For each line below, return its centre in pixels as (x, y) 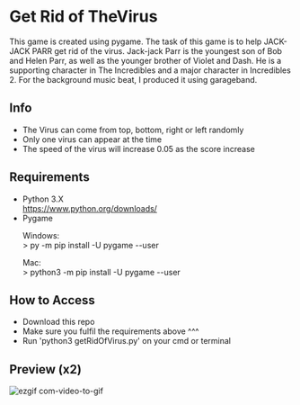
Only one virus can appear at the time (92, 139)
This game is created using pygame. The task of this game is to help (136, 41)
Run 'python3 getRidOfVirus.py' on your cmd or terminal (127, 341)
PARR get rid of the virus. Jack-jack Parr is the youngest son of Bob (157, 50)
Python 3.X (43, 199)
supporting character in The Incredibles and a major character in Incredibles (150, 70)
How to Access (53, 300)
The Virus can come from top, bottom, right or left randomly (133, 130)
